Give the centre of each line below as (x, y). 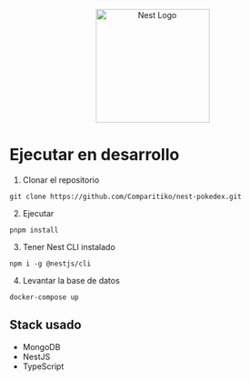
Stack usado (45, 325)
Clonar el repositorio (61, 180)
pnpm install (34, 230)
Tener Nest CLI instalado (69, 246)
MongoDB (41, 346)
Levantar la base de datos (71, 280)
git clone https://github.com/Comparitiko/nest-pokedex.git (126, 196)
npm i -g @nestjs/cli (50, 264)
